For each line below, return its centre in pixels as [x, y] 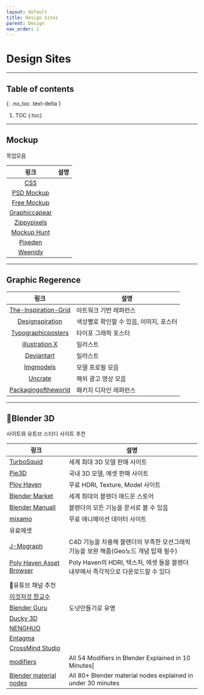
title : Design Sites [32, 18]
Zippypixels [31, 222]
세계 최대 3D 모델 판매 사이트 [108, 462]
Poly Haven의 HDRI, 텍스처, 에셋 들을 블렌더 [129, 562]
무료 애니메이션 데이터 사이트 [108, 519]
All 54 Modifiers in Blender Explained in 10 [130, 658]
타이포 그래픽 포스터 [103, 333]
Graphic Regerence [43, 280]
